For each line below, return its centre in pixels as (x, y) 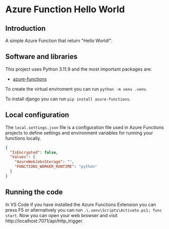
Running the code (34, 192)
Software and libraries (41, 57)
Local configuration (37, 115)
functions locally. (23, 138)
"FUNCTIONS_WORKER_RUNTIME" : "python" (56, 167)
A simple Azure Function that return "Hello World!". (59, 40)
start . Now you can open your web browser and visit (61, 215)
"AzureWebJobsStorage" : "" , (44, 162)
